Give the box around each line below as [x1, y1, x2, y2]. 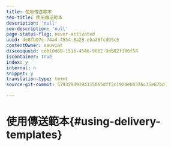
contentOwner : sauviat [6, 43, 63, 49]
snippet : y [6, 70, 34, 77]
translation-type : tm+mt [6, 76, 68, 82]
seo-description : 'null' [6, 25, 68, 32]
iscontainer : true [6, 54, 52, 60]
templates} [6, 128, 63, 142]
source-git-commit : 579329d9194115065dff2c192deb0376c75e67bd [6, 82, 165, 88]
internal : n [6, 64, 36, 71]
